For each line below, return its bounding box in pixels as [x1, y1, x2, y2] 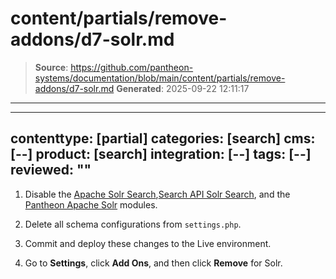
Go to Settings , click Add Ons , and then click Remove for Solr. [24, 257, 283, 269]
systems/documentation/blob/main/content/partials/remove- [34, 72, 286, 84]
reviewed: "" [10, 162, 92, 179]
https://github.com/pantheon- [70, 61, 194, 73]
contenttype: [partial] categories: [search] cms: [10, 130, 316, 147]
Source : [34, 61, 69, 73]
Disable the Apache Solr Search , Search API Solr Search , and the [24, 188, 291, 200]
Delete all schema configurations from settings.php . [24, 218, 242, 230]
